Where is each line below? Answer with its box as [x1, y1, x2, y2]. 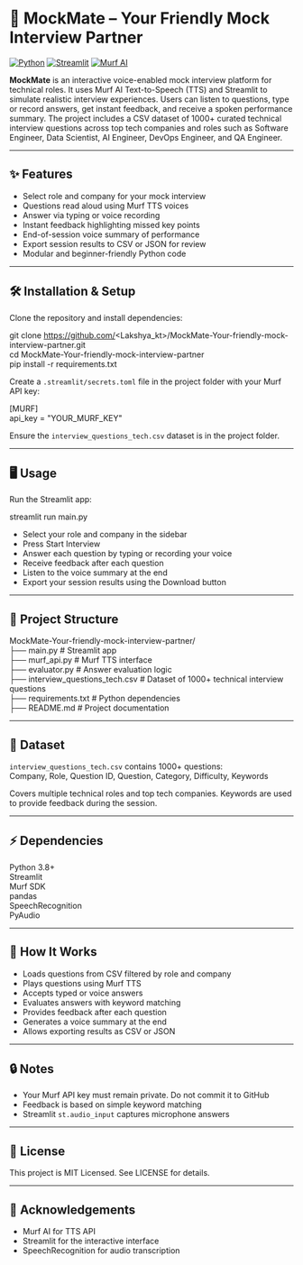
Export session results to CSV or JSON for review [22, 238, 207, 249]
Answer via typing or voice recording [22, 209, 161, 220]
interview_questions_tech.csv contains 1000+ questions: [9, 761, 224, 772]
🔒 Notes [9, 1061, 54, 1077]
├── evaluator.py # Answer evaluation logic [9, 665, 173, 675]
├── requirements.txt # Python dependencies [9, 693, 180, 704]
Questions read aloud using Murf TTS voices [22, 200, 189, 211]
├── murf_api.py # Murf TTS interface [9, 655, 153, 665]
